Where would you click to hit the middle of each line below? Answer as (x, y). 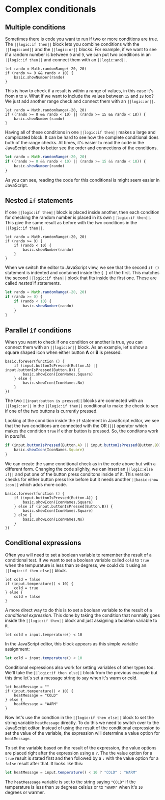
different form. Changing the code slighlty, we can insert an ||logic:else (79, 469)
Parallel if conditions (38, 330)
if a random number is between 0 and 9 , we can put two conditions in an (78, 54)
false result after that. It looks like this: (44, 763)
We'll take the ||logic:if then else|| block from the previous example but (81, 672)
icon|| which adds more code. (36, 485)
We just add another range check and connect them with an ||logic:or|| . (80, 101)
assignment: (18, 649)
